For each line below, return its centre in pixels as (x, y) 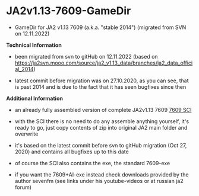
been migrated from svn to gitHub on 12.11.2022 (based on (86, 56)
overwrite (26, 134)
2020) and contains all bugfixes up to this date (72, 152)
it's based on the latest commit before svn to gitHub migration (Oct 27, (101, 145)
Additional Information (35, 98)
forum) (23, 187)
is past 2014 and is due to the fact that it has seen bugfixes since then (100, 86)
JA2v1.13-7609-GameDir (69, 11)
